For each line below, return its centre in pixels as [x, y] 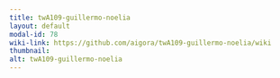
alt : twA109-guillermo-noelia [66, 59]
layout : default [40, 26]
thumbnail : [30, 51]
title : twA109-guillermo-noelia [70, 17]
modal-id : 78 [34, 34]
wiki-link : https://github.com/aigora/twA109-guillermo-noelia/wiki [140, 43]
